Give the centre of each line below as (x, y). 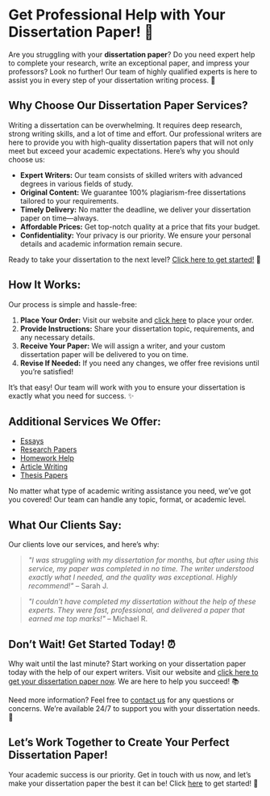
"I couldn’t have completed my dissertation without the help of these (142, 602)
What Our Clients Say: (65, 525)
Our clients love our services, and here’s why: (84, 545)
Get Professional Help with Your (117, 15)
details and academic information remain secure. (101, 243)
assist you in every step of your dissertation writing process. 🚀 (112, 80)
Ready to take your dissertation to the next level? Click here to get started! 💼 (135, 259)
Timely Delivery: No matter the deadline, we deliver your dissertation (135, 209)
